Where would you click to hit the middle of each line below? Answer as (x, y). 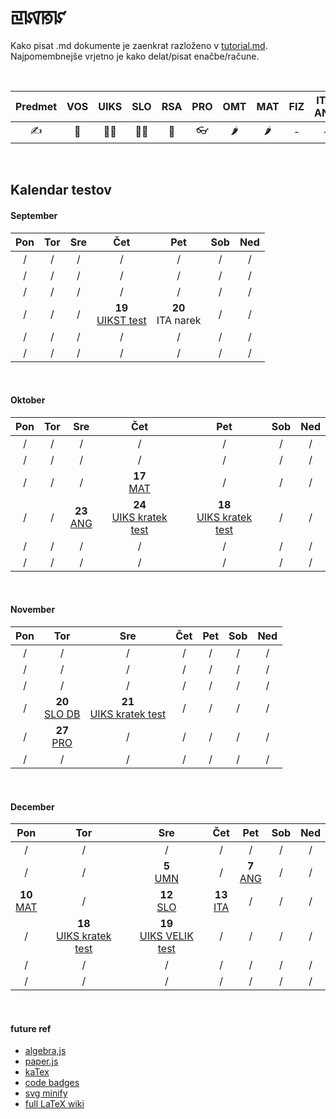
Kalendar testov (61, 190)
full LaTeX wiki (54, 1104)
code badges (52, 1083)
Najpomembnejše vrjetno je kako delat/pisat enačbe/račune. (135, 56)
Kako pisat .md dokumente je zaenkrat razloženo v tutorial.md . (139, 45)
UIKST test (121, 320)
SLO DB (62, 714)
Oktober (28, 400)
